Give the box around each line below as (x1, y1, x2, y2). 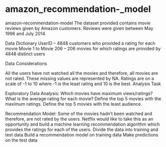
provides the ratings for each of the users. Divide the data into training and (5, 126, 159, 133)
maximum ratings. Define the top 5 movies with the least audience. (5, 101, 142, 107)
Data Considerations (5, 60, 47, 66)
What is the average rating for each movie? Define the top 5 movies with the (5, 96, 162, 102)
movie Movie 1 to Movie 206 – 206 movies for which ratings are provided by (5, 45, 161, 51)
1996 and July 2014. (5, 30, 46, 36)
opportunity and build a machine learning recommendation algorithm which (5, 121, 160, 127)
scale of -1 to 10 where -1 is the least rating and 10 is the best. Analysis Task (5, 81, 161, 87)
